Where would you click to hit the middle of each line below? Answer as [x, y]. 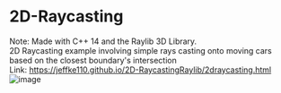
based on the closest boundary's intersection [93, 60]
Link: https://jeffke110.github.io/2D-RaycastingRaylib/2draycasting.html [140, 70]
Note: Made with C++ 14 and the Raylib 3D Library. [103, 41]
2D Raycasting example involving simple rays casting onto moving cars [140, 50]
